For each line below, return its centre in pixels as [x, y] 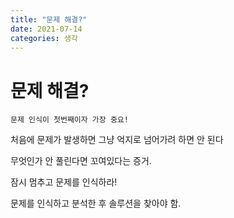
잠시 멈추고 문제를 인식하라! [64, 182]
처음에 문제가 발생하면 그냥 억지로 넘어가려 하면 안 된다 [117, 140]
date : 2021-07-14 [46, 29]
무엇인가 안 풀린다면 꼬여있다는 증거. [81, 161]
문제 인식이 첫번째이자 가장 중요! [69, 120]
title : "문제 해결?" [49, 19]
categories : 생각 [44, 38]
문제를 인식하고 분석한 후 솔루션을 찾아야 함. [96, 203]
